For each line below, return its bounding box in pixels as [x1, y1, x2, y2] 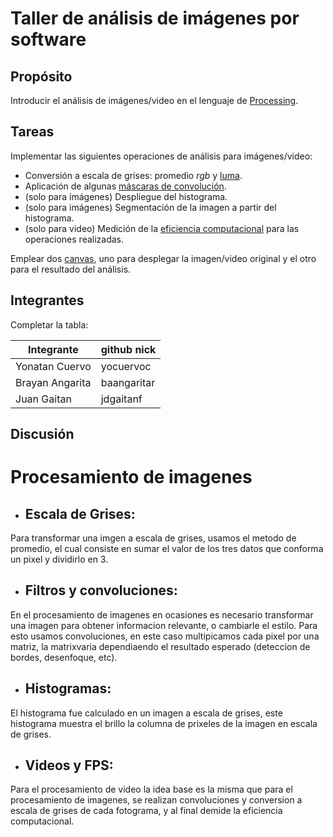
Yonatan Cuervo [15, 359, 92, 373]
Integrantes [10, 292, 85, 309]
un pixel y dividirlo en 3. [10, 553, 109, 566]
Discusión [10, 426, 75, 443]
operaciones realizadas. [24, 233, 125, 245]
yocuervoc [100, 359, 152, 373]
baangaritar [100, 375, 156, 389]
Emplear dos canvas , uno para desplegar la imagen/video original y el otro [10, 252, 317, 264]
